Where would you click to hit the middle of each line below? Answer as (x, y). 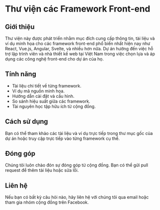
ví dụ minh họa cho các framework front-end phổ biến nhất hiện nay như (78, 44)
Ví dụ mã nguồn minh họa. (38, 91)
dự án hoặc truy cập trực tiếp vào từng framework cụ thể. (62, 138)
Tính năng (21, 74)
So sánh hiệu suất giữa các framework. (51, 101)
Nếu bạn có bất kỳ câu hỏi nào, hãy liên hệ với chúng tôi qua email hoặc (77, 197)
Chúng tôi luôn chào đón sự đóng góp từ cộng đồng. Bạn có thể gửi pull (77, 165)
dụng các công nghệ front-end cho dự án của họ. (55, 59)
